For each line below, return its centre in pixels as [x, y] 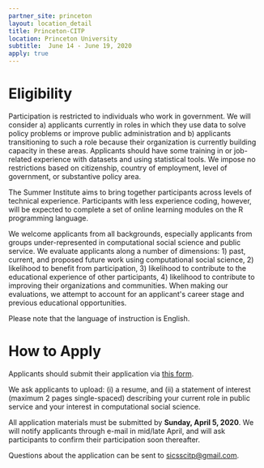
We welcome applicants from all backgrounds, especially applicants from [130, 234]
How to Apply [55, 352]
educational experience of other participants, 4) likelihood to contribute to [132, 277]
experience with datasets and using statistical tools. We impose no [145, 159]
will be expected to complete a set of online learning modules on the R [126, 209]
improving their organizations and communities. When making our [118, 286]
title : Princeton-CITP [47, 31]
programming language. [49, 218]
